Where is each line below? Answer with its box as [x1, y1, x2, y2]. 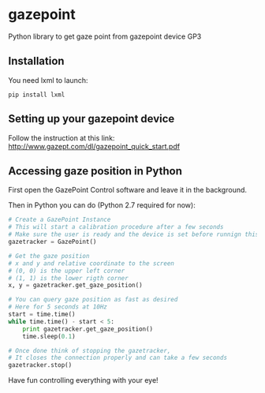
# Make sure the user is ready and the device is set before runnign [8, 230, 242, 238]
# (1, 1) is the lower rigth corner [8, 274, 129, 282]
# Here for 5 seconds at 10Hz [8, 303, 108, 311]
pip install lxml [8, 91, 65, 99]
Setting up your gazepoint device [8, 112, 175, 125]
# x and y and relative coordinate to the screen [8, 259, 175, 268]
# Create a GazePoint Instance [8, 215, 111, 224]
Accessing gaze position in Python [8, 164, 183, 178]
